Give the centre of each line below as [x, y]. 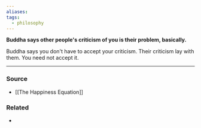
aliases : [17, 12]
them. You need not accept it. [42, 58]
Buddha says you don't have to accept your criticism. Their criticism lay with [100, 51]
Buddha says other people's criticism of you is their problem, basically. [96, 40]
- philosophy [28, 23]
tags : [13, 17]
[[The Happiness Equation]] [49, 92]
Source [17, 79]
